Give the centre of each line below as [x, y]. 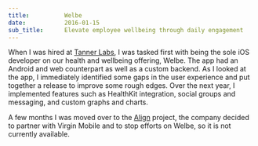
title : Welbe [45, 15]
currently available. [39, 134]
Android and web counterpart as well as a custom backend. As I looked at [127, 69]
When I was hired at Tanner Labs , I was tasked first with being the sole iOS [129, 53]
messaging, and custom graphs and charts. [78, 102]
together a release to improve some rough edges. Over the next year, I [122, 86]
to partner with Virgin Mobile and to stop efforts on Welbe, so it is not [120, 126]
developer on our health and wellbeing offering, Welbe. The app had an [124, 60]
